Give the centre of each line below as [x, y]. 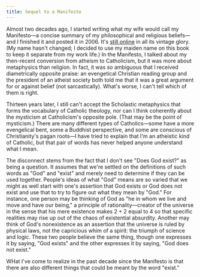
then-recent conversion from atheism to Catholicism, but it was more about [99, 61]
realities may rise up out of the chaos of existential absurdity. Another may [98, 218]
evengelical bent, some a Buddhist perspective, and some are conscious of [99, 130]
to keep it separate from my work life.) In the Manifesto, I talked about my [97, 54]
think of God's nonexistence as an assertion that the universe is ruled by [96, 224]
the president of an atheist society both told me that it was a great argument [100, 80]
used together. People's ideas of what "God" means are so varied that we [97, 179]
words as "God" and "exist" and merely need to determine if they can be [96, 173]
